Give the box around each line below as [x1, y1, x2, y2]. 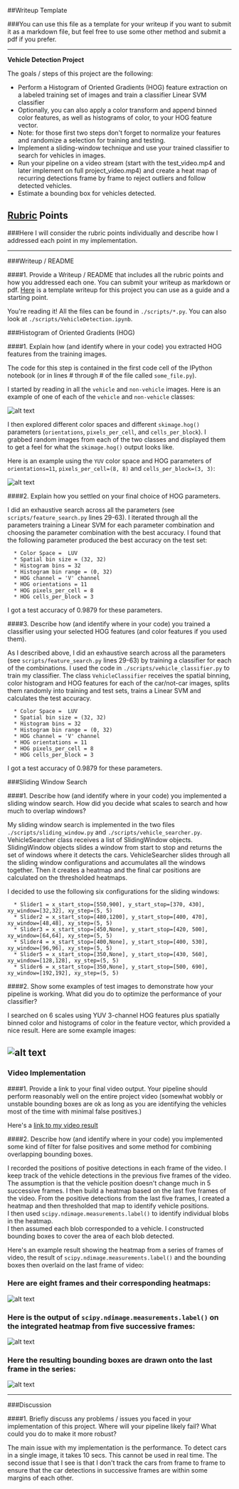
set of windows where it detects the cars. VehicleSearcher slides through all [7, 851, 230, 859]
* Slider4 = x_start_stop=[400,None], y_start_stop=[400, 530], [14, 938, 208, 945]
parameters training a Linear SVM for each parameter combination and [7, 520, 215, 529]
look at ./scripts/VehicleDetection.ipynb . [7, 314, 133, 323]
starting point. [7, 293, 48, 301]
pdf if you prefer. [7, 35, 57, 43]
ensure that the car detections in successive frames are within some [7, 1466, 208, 1475]
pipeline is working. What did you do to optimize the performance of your [7, 990, 222, 998]
